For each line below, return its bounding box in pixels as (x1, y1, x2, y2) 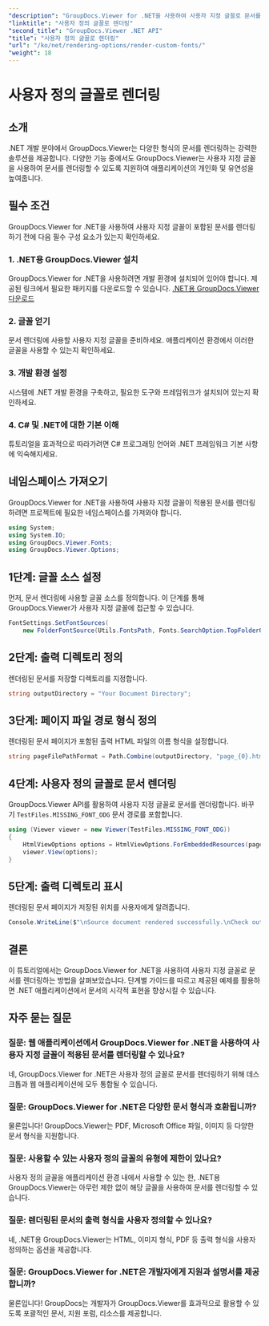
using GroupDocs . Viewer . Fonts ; (8, 538, 113, 546)
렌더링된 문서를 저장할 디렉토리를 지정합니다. (8, 673, 148, 683)
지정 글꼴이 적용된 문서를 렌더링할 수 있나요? (25, 1049, 186, 1060)
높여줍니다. (8, 173, 43, 183)
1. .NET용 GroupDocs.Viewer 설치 (8, 253, 139, 265)
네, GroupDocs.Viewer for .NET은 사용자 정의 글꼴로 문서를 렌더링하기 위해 (8, 1069, 245, 1079)
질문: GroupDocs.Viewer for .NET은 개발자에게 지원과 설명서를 (8, 1267, 243, 1278)
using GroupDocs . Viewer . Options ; (8, 546, 120, 554)
